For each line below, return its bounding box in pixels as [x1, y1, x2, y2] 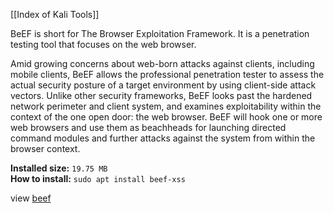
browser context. [10, 143, 81, 154]
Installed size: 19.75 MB [10, 162, 108, 174]
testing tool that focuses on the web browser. [10, 39, 197, 50]
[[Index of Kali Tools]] [10, 9, 100, 20]
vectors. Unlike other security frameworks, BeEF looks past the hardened [10, 90, 313, 101]
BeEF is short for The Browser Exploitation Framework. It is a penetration [10, 28, 310, 39]
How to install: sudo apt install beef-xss [10, 173, 186, 184]
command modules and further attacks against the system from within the [10, 132, 316, 144]
